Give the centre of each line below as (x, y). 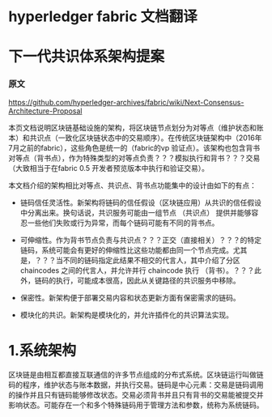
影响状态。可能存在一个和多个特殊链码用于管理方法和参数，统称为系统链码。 (136, 405)
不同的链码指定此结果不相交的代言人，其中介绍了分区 (151, 260)
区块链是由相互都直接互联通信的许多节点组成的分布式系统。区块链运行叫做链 (136, 374)
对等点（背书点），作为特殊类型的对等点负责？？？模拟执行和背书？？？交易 (134, 158)
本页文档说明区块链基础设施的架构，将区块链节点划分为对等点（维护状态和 (132, 127)
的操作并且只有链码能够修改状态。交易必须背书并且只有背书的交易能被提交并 (136, 394)
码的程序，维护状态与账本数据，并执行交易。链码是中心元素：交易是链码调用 (136, 385)
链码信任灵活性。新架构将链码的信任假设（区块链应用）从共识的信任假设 (140, 202)
